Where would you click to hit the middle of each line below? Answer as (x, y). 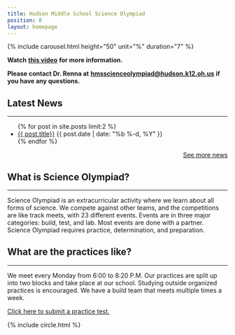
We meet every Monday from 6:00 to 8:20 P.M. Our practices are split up (113, 275)
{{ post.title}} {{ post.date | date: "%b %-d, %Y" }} (90, 134)
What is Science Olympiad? (69, 177)
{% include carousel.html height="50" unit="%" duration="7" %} (101, 47)
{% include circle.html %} (44, 325)
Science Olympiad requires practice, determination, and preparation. (106, 230)
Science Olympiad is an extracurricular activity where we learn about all (111, 200)
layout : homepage (33, 27)
